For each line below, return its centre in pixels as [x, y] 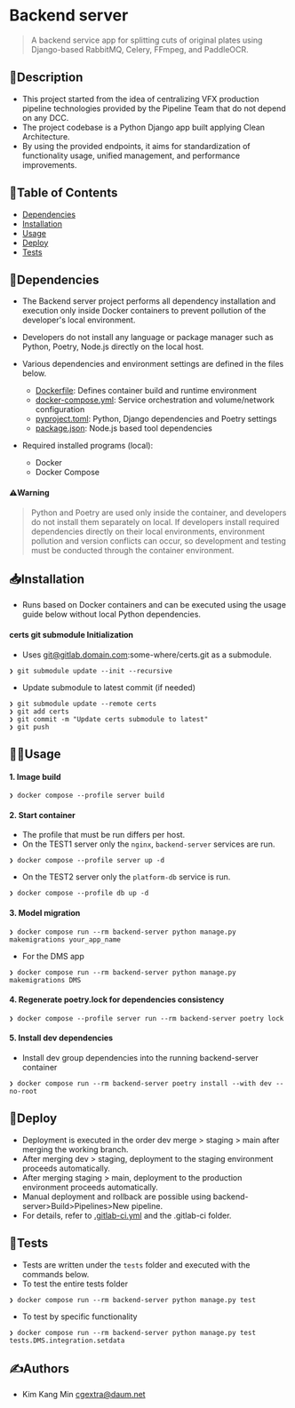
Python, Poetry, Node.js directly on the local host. [113, 346]
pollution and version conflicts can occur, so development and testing [159, 541]
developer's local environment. [79, 320]
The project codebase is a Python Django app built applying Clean [143, 127]
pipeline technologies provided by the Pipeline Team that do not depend [154, 108]
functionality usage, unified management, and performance [131, 155]
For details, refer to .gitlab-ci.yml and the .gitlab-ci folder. [127, 1215]
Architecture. [46, 136]
